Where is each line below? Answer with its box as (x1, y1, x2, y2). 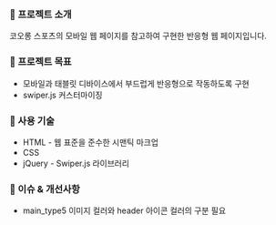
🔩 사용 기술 (9, 114, 55, 127)
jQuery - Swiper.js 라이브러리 (22, 158, 130, 169)
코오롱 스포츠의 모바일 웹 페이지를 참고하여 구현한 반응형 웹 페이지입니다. (9, 30, 267, 42)
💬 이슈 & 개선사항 (9, 182, 80, 195)
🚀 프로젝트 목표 (9, 56, 72, 68)
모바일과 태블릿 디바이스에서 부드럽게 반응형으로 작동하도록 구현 (22, 77, 250, 88)
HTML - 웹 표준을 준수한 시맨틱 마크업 (22, 137, 159, 148)
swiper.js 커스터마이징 (22, 89, 103, 100)
